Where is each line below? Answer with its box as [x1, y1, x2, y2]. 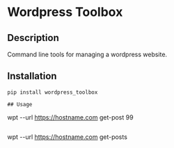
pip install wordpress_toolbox [7, 88, 98, 96]
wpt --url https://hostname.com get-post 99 [7, 113, 134, 122]
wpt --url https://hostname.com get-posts [7, 133, 127, 141]
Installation [7, 70, 57, 82]
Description [7, 32, 59, 44]
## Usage [7, 101, 33, 108]
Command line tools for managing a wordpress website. [7, 50, 168, 58]
